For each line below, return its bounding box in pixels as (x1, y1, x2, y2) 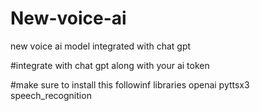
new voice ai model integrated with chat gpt (10, 40, 192, 52)
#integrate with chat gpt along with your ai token (10, 59, 210, 71)
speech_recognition (10, 89, 92, 101)
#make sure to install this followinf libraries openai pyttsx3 (10, 78, 250, 91)
